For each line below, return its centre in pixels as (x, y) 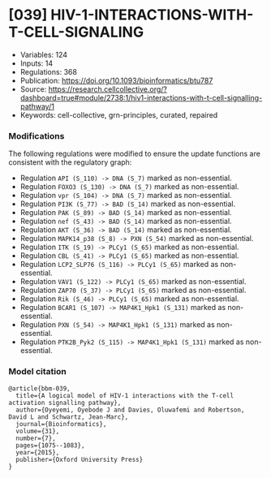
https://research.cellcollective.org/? (108, 89)
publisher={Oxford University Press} (80, 459)
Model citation (37, 372)
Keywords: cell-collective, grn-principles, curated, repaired (119, 114)
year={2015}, (38, 452)
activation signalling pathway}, (65, 403)
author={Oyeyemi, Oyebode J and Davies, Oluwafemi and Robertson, (130, 410)
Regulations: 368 (48, 71)
